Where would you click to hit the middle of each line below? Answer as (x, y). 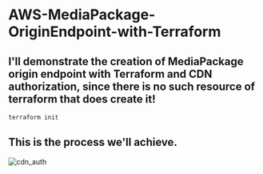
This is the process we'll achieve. (93, 142)
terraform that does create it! (82, 99)
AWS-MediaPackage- (82, 15)
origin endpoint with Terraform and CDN (110, 74)
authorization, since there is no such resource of (132, 86)
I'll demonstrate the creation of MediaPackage (126, 61)
